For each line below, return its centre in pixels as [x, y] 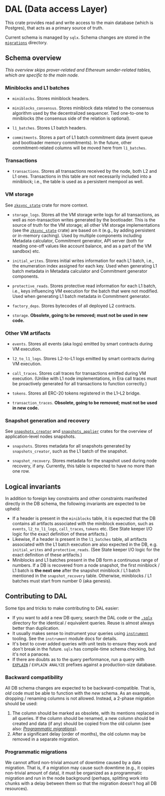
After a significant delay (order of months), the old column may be [79, 734]
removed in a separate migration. [46, 739]
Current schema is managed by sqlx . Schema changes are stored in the [78, 37]
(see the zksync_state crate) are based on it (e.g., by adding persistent [84, 230]
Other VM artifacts [28, 333]
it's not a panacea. [31, 654]
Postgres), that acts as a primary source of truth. [54, 27]
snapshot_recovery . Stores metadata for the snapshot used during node [84, 461]
